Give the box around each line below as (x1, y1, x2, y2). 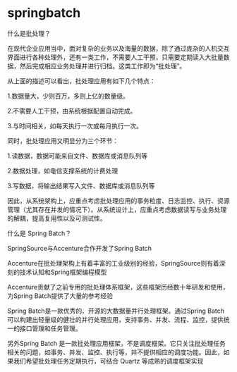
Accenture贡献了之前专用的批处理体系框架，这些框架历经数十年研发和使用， (7, 283, 229, 291)
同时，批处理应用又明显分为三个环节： (7, 136, 119, 145)
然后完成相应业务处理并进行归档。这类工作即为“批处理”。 (19, 61, 186, 70)
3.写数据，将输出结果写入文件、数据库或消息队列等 (7, 181, 155, 190)
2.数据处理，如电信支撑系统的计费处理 (7, 166, 119, 175)
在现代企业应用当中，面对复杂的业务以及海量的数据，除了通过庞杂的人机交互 (7, 44, 230, 52)
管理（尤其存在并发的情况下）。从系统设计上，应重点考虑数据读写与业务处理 (7, 205, 227, 213)
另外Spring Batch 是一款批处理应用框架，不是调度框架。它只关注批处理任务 (7, 339, 226, 347)
